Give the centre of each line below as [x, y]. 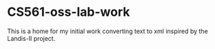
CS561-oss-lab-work [69, 12]
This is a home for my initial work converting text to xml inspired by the [107, 31]
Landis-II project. [31, 38]
